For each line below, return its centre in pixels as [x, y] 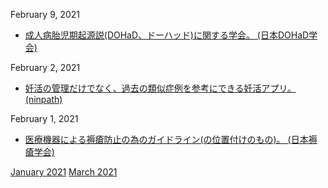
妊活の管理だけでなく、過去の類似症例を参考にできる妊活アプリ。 [160, 88]
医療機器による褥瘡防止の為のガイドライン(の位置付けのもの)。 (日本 [166, 139]
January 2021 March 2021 [64, 172]
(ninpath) [43, 99]
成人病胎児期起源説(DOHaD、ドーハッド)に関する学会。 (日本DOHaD [167, 35]
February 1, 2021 [44, 118]
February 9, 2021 [45, 14]
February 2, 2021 [45, 67]
